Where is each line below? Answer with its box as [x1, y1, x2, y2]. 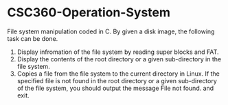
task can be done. [7, 34, 58, 42]
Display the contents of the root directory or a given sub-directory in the [16, 55, 222, 63]
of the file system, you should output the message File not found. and [16, 84, 214, 92]
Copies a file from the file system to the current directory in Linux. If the [16, 70, 220, 78]
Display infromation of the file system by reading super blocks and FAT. [16, 48, 219, 56]
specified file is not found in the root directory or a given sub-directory [16, 76, 218, 85]
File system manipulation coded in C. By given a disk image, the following [7, 27, 215, 35]
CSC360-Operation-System [7, 5, 170, 20]
